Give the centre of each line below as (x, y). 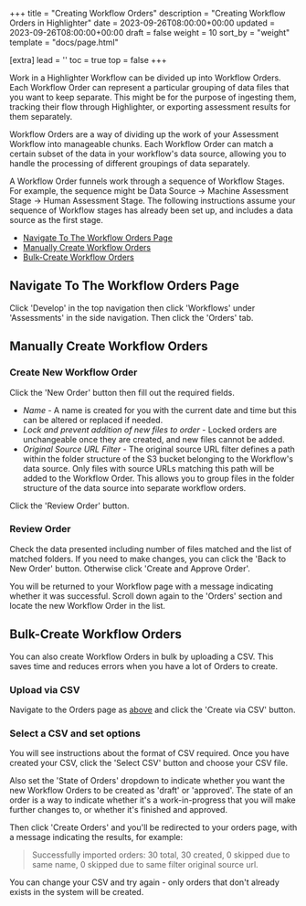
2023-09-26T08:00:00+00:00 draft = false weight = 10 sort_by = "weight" (150, 32)
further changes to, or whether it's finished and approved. (119, 810)
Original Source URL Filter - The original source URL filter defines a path (158, 449)
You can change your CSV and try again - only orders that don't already (145, 882)
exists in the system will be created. (77, 892)
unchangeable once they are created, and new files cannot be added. (153, 439)
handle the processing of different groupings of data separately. (130, 163)
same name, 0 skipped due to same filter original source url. (145, 865)
